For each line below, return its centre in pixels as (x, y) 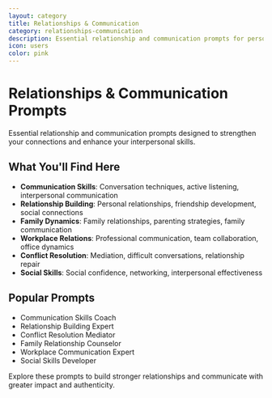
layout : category (38, 16)
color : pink (28, 53)
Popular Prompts (52, 298)
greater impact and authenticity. (62, 384)
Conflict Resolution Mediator (68, 334)
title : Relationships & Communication (74, 23)
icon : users (28, 46)
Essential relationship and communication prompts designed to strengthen (132, 133)
